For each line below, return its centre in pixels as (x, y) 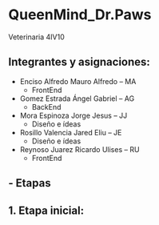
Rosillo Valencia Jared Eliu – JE (71, 132)
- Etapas (30, 183)
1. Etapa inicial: (46, 210)
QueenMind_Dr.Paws (80, 15)
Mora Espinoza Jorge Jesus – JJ (74, 115)
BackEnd (46, 106)
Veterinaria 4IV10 (37, 37)
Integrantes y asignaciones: (79, 62)
